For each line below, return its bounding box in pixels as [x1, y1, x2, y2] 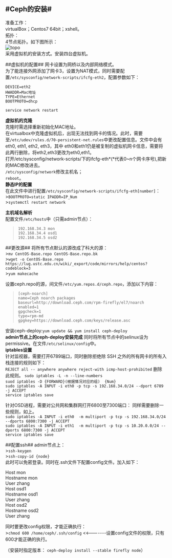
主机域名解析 [5, 209, 32, 216]
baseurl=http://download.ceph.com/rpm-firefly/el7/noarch [17, 300, 144, 305]
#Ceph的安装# [5, 5, 52, 14]
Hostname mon [5, 475, 38, 481]
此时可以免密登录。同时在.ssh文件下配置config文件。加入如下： [5, 459, 140, 465]
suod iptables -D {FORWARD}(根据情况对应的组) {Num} [5, 379, 116, 384]
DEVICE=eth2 [5, 84, 31, 90]
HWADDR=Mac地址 [5, 90, 36, 95]
